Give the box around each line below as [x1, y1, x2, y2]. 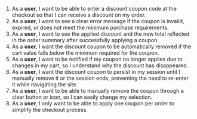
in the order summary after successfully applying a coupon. [11, 37, 159, 43]
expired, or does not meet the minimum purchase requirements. [11, 24, 169, 31]
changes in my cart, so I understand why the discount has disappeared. [11, 62, 189, 69]
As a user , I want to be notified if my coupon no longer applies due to [11, 56, 183, 62]
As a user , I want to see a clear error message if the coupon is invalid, [11, 18, 184, 24]
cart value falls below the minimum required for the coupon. [11, 49, 159, 56]
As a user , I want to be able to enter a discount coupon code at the [11, 5, 177, 12]
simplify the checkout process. [11, 107, 88, 113]
